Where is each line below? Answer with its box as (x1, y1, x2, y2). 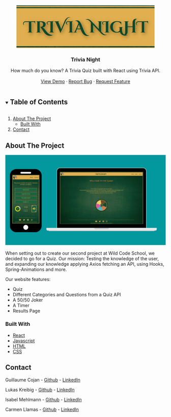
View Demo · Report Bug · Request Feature (40, 78, 131, 85)
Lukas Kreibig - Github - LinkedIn (5, 386, 75, 393)
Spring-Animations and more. (5, 266, 67, 272)
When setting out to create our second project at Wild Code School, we (5, 250, 155, 257)
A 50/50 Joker (12, 297, 43, 303)
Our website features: (5, 276, 51, 283)
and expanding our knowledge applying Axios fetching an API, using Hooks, (5, 261, 164, 267)
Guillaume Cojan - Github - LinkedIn (5, 377, 80, 383)
